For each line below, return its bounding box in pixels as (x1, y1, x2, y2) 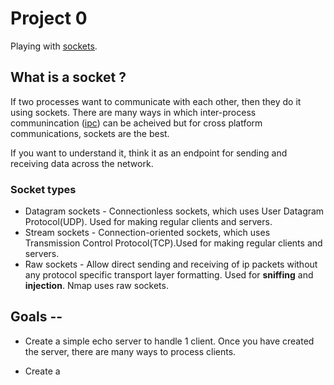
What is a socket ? (10, 69, 127, 86)
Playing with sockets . (10, 40, 98, 52)
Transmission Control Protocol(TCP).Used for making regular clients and (24, 237, 323, 249)
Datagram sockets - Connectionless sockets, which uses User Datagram (24, 205, 325, 217)
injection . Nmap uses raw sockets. (24, 280, 169, 292)
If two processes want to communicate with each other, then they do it (10, 95, 302, 107)
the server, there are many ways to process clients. (24, 345, 237, 357)
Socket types (10, 182, 77, 196)
